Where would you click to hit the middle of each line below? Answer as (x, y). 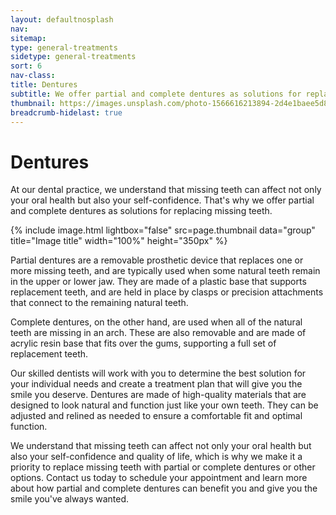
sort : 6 (26, 66)
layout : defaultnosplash (62, 19)
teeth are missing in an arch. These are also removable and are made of (158, 333)
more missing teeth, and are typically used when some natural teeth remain (165, 271)
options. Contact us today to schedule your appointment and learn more (159, 478)
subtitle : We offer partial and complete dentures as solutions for (156, 94)
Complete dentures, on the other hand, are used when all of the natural (156, 322)
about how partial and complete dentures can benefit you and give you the (164, 488)
